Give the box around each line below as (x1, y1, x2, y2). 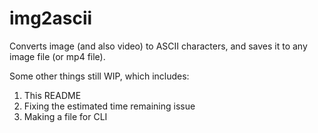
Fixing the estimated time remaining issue (23, 100, 196, 112)
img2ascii (9, 7, 93, 30)
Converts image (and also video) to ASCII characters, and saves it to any (9, 40, 308, 52)
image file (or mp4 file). (9, 50, 106, 62)
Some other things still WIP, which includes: (9, 70, 190, 82)
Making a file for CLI (23, 110, 108, 122)
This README (23, 89, 82, 101)
